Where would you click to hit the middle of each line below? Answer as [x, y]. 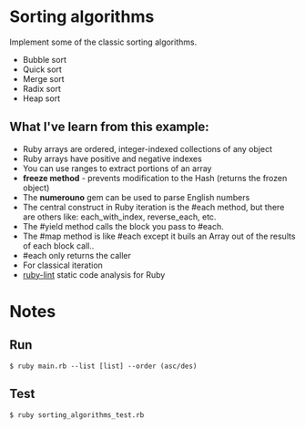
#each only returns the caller [77, 255]
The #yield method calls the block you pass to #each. [123, 226]
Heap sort [41, 98]
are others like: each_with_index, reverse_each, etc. [119, 217]
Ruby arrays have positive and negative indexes [112, 158]
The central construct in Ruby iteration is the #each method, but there [153, 207]
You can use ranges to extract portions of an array [117, 168]
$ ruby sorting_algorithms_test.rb [77, 415]
